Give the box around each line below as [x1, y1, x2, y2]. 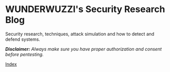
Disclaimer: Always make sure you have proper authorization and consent [5, 46, 162, 52]
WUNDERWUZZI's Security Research [5, 4, 165, 15]
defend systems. [5, 36, 41, 42]
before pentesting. [5, 51, 44, 57]
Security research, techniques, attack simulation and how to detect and [5, 31, 155, 37]
